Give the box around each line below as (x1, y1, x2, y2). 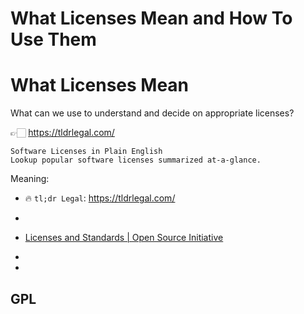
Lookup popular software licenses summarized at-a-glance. (10, 155, 262, 166)
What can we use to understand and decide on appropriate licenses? (10, 107, 295, 119)
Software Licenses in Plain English (10, 147, 163, 157)
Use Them (10, 28, 97, 51)
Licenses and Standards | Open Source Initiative (24, 232, 224, 244)
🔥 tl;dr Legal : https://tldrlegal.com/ (24, 192, 176, 204)
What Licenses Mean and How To (10, 7, 293, 30)
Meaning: (10, 173, 50, 185)
